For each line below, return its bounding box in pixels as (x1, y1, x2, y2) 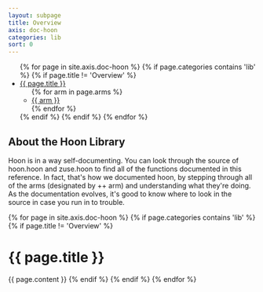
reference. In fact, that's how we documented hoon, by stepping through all (8, 172, 253, 181)
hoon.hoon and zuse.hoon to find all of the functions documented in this (8, 164, 242, 173)
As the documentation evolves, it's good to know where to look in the (8, 189, 232, 199)
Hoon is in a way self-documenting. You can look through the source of (8, 155, 239, 165)
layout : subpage (8, 11, 61, 20)
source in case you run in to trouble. (8, 197, 126, 206)
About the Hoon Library (8, 135, 126, 148)
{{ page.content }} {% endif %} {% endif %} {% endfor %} (8, 274, 197, 283)
